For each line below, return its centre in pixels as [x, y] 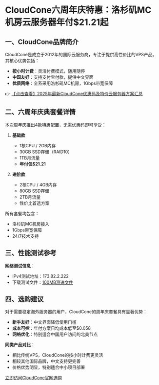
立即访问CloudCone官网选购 [33, 378]
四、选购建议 [24, 299]
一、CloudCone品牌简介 [42, 42]
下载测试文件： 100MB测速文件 [42, 282]
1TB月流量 [30, 158]
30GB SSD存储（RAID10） [46, 152]
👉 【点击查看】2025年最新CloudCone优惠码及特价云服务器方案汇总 [74, 94]
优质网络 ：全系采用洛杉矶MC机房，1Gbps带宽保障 [62, 83]
